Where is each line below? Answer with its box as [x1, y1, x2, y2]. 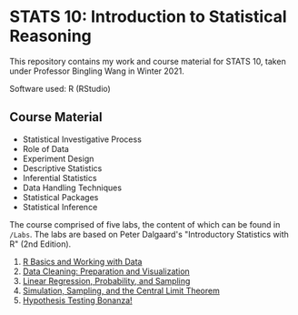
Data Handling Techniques [22, 182, 123, 193]
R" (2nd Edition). [9, 239, 72, 249]
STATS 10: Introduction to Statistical [9, 6, 287, 27]
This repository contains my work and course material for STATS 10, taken [9, 56, 286, 66]
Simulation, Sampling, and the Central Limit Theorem [22, 285, 220, 296]
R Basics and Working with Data [22, 256, 143, 267]
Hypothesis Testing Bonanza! [22, 294, 134, 306]
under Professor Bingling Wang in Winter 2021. [9, 66, 184, 76]
